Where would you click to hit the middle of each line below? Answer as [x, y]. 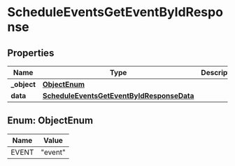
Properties [31, 53]
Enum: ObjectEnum [50, 121]
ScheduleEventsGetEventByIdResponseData [118, 96]
